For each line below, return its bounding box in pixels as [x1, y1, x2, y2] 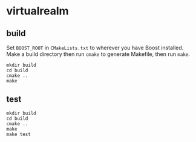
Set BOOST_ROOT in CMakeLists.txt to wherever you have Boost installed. [6, 44, 184, 51]
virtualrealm [6, 4, 69, 18]
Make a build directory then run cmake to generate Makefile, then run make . [6, 51, 191, 58]
